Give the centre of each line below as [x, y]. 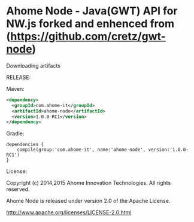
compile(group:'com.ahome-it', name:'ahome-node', [81, 150]
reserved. [18, 189]
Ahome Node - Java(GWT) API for [92, 11]
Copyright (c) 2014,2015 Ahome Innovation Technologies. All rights [89, 183]
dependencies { [25, 145]
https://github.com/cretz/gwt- [88, 37]
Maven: [16, 89]
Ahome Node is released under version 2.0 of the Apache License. [88, 201]
